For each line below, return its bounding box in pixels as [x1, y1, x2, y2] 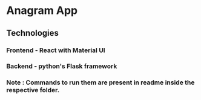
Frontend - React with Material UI [6, 46, 105, 55]
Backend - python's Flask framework [6, 62, 117, 70]
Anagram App [6, 4, 77, 18]
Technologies [6, 28, 59, 38]
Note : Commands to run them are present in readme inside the [6, 78, 195, 87]
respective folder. [6, 86, 60, 95]
